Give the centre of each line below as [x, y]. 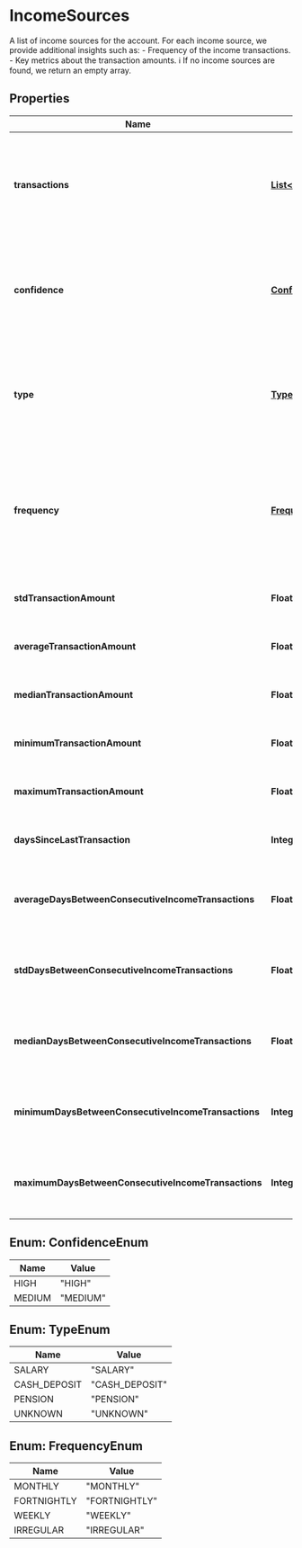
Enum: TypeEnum [60, 1329]
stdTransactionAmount [64, 597]
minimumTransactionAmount [78, 743]
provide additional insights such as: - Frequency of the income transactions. [150, 49]
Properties [40, 98]
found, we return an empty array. [71, 70]
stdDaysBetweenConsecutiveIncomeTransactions [124, 970]
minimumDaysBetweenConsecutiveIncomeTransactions [137, 1112]
